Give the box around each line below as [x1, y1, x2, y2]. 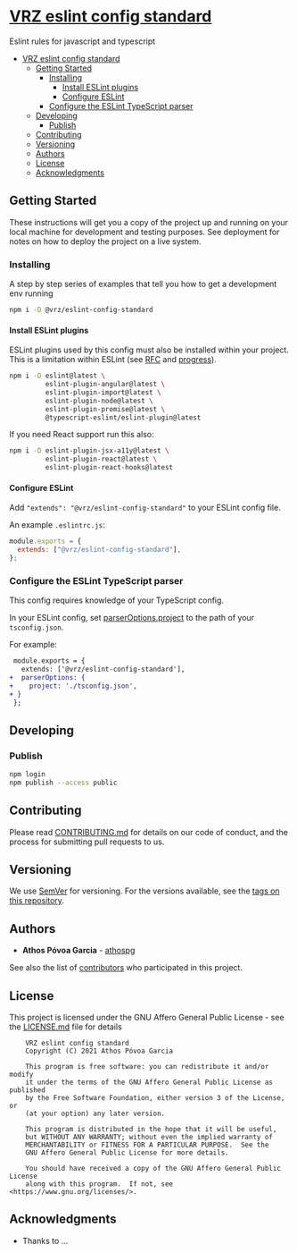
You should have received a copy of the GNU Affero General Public [25, 1164, 281, 1173]
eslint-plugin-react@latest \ [45, 454, 158, 464]
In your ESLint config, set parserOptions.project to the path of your [9, 613, 255, 623]
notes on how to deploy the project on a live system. [9, 235, 202, 247]
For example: [9, 639, 58, 650]
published [9, 1086, 46, 1095]
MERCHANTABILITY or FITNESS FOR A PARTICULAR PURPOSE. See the [25, 1140, 269, 1150]
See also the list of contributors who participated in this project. [9, 962, 243, 973]
